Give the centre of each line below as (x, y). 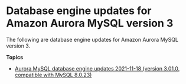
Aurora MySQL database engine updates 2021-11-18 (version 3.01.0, (97, 68)
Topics (15, 57)
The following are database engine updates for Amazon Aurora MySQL (92, 39)
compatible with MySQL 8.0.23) (53, 75)
